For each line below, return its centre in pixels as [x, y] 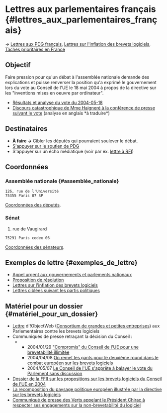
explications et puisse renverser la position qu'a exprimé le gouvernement [81, 82]
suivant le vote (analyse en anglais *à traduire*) [61, 113]
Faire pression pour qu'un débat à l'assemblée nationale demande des [77, 77]
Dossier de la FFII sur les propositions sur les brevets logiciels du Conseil [87, 379]
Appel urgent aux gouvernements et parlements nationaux [72, 275]
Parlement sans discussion [55, 374]
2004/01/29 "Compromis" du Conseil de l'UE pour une [83, 347]
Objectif [18, 65]
